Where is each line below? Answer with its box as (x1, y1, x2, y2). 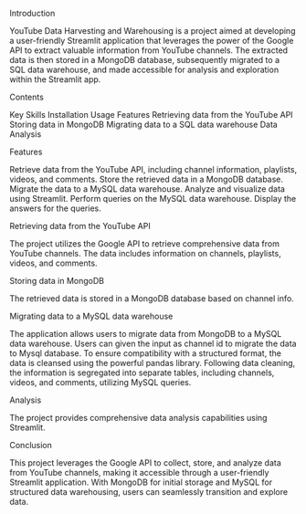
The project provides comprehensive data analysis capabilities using (9, 413, 268, 423)
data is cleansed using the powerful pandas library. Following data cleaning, (9, 358, 296, 368)
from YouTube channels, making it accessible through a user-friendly (9, 467, 269, 477)
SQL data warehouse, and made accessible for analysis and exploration (9, 64, 280, 75)
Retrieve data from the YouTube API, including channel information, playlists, (9, 164, 298, 174)
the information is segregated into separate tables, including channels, (9, 367, 275, 378)
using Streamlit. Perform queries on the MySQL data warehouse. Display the (9, 194, 297, 204)
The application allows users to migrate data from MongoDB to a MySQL (9, 329, 282, 339)
